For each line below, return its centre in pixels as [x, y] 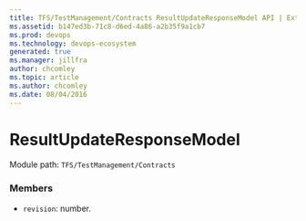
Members [31, 188]
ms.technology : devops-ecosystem [73, 43]
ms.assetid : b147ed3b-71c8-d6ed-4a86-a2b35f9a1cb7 [107, 26]
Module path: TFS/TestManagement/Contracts [92, 164]
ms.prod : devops [40, 35]
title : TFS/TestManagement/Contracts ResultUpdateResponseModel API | [146, 18]
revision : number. [57, 208]
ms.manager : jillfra [49, 60]
